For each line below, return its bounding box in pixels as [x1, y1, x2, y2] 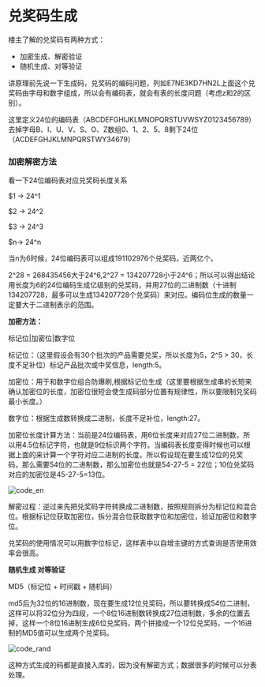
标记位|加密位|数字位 [8, 333, 76, 343]
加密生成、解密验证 [19, 51, 83, 61]
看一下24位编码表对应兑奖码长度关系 [8, 175, 128, 186]
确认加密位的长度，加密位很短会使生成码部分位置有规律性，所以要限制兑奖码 [8, 387, 257, 396]
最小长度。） [8, 396, 47, 407]
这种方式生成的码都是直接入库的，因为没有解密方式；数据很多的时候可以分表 [8, 660, 257, 670]
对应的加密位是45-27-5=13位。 [8, 470, 110, 479]
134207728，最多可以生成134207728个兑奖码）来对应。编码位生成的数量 [8, 290, 247, 300]
